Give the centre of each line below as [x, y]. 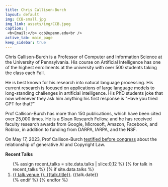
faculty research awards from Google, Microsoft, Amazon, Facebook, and [81, 124]
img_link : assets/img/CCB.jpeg [38, 24]
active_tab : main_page [29, 38]
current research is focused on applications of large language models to [80, 88]
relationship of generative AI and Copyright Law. [55, 144]
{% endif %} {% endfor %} [40, 180]
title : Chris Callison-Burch [36, 10]
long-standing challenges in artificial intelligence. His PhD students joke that [84, 93]
